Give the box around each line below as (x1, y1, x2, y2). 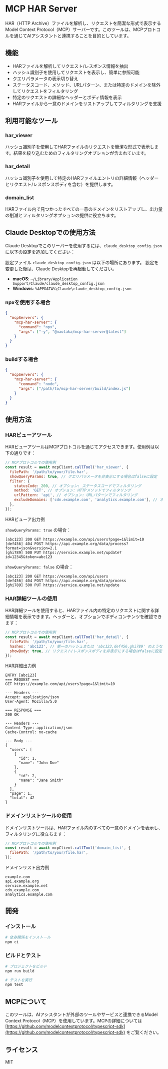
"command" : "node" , (18, 381, 59, 387)
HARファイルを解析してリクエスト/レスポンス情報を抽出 (12, 63, 128, 69)
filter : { (9, 478, 30, 483)
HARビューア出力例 (5, 516, 45, 522)
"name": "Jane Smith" (18, 778, 64, 783)
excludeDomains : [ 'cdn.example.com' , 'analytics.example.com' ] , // (14, 497, 157, 502)
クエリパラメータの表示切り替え (12, 76, 78, 82)
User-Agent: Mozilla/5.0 (5, 699, 57, 704)
